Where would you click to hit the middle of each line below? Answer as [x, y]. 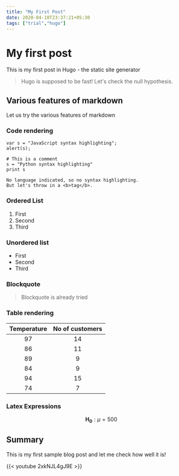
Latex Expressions [34, 406]
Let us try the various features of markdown [61, 115]
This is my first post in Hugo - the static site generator [73, 70]
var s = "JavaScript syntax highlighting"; [62, 143]
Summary [25, 440]
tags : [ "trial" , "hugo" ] [36, 23]
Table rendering [30, 313]
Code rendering [30, 131]
